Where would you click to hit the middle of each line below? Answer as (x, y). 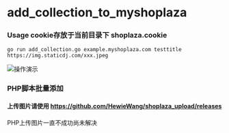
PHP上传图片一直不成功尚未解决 (52, 122)
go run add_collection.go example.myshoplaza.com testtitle (95, 50)
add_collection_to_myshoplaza (97, 13)
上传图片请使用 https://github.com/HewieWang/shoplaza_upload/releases (114, 106)
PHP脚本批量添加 (35, 89)
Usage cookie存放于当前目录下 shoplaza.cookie (87, 35)
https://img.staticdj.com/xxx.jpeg (58, 56)
